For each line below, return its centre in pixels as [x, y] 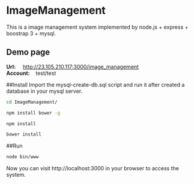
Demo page [28, 52]
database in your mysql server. [44, 91]
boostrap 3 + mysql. [31, 33]
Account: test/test [31, 73]
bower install [24, 135]
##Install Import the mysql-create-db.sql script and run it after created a [95, 85]
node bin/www [23, 157]
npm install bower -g [33, 113]
